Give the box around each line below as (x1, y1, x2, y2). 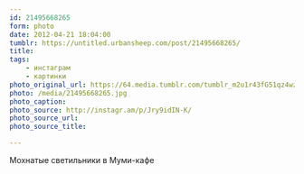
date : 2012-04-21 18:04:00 (9, 30, 111, 39)
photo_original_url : (9, 80, 88, 89)
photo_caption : (9, 96, 67, 106)
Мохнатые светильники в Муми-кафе (9, 155, 155, 165)
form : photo (9, 22, 54, 31)
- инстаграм (25, 64, 71, 73)
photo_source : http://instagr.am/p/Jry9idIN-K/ (9, 105, 193, 114)
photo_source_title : (9, 123, 88, 132)
